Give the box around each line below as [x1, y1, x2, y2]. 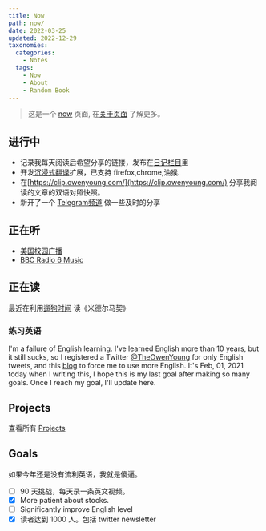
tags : [15, 64, 34, 72]
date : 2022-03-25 [8, 26, 66, 34]
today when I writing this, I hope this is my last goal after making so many [8, 369, 251, 379]
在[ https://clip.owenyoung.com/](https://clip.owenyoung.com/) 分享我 [19, 178, 251, 187]
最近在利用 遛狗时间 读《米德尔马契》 [8, 303, 130, 312]
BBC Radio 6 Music [19, 255, 84, 264]
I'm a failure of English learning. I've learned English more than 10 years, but [8, 344, 259, 353]
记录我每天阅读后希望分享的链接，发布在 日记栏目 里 [19, 158, 189, 167]
